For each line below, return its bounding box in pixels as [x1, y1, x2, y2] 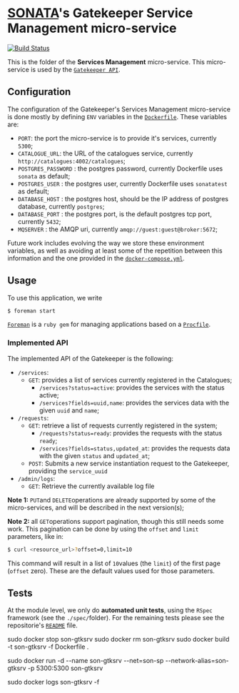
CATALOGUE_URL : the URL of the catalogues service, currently [17, 148, 193, 158]
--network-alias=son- [165, 657, 230, 665]
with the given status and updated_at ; [39, 451, 151, 460]
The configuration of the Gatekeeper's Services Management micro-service [7, 105, 230, 113]
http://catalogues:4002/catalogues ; [17, 156, 126, 165]
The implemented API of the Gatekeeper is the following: [7, 354, 173, 363]
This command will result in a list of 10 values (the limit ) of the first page [7, 559, 221, 567]
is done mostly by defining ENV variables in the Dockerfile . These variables [7, 112, 227, 121]
